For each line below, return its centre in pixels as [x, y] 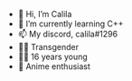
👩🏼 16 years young [52, 56]
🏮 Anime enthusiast [54, 66]
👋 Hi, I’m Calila [45, 14]
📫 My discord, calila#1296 [68, 34]
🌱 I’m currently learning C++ [71, 24]
